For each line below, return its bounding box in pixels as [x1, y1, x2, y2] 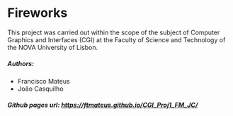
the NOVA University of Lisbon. [7, 43, 98, 51]
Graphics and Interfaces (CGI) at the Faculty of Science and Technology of [7, 35, 226, 44]
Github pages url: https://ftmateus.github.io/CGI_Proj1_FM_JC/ [7, 101, 198, 109]
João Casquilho [17, 84, 64, 93]
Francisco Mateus [17, 77, 70, 85]
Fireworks [7, 5, 68, 21]
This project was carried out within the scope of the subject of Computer [7, 28, 220, 37]
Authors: [7, 59, 34, 67]
